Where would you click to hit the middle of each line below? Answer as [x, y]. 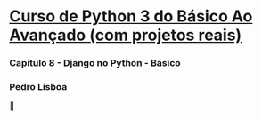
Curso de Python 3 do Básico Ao [131, 16]
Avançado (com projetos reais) [126, 35]
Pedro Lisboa [38, 87]
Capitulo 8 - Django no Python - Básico [95, 63]
